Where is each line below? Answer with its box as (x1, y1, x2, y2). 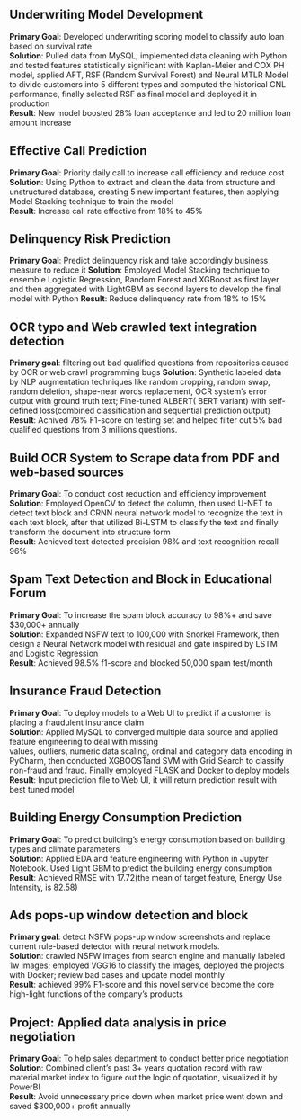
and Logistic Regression (9, 648, 99, 659)
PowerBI (9, 1081, 40, 1092)
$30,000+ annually (9, 619, 80, 630)
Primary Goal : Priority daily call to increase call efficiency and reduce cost (9, 166, 285, 178)
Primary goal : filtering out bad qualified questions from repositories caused (9, 357, 289, 368)
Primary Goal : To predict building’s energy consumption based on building (9, 834, 286, 845)
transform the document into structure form (9, 526, 171, 538)
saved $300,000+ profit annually (9, 1101, 131, 1112)
